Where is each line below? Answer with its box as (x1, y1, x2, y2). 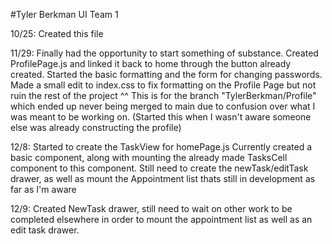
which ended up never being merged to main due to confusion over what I (10, 100, 316, 112)
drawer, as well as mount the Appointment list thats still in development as (10, 173, 316, 184)
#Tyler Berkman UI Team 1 (10, 9, 119, 20)
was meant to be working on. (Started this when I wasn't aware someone (10, 111, 312, 123)
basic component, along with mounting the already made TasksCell (10, 152, 288, 163)
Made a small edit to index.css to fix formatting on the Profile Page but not (10, 79, 317, 91)
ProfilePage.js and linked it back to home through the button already (10, 58, 292, 69)
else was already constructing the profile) (10, 122, 182, 133)
